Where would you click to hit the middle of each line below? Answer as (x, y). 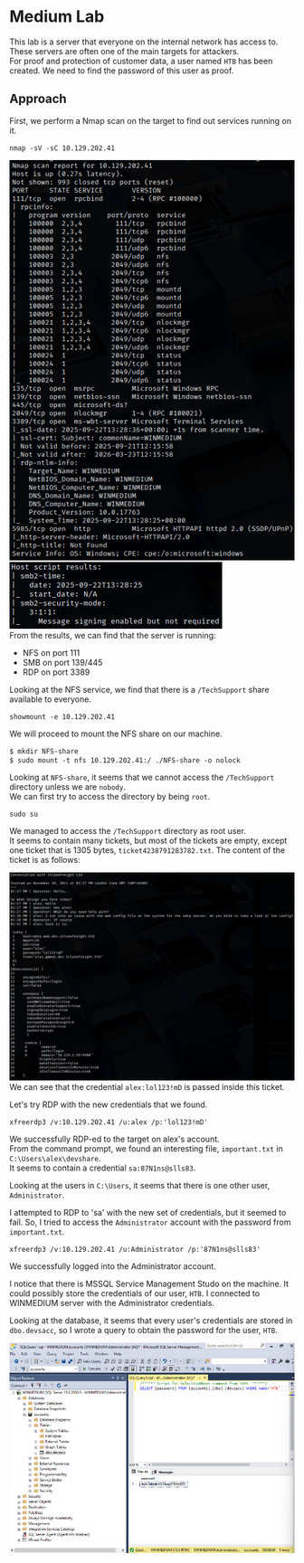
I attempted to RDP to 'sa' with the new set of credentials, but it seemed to (148, 1213)
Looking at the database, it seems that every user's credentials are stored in (151, 1321)
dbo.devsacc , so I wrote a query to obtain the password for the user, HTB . (144, 1331)
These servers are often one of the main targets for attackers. (124, 51)
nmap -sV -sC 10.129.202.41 (62, 148)
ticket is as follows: (45, 860)
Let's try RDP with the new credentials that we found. (109, 1104)
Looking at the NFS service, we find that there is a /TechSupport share (139, 690)
